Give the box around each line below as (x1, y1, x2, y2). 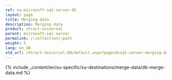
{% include (5, 64, 29, 70)
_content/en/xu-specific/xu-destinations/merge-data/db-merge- (29, 64, 165, 70)
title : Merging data (5, 17, 50, 22)
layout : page (5, 12, 33, 17)
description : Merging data (5, 21, 63, 27)
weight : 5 (5, 41, 27, 46)
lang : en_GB (5, 45, 31, 50)
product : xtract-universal (5, 26, 63, 32)
